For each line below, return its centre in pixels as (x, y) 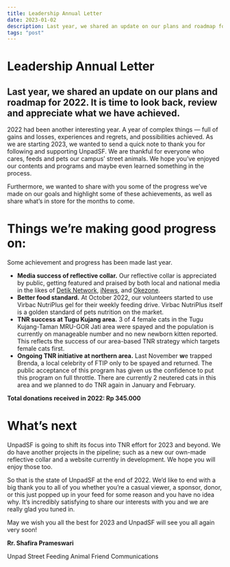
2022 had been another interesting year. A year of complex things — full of (113, 130)
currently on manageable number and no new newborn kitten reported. (117, 334)
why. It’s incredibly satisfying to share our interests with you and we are (108, 502)
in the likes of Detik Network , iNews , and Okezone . (89, 290)
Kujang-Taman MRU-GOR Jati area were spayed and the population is (115, 327)
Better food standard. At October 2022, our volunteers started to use (115, 298)
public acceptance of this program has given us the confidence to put (115, 370)
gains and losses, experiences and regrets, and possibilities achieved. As (110, 137)
